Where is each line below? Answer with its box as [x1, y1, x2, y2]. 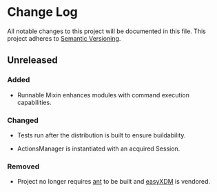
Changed [7, 115, 39, 125]
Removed [7, 162, 40, 171]
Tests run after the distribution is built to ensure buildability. [17, 131, 186, 139]
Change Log [7, 4, 78, 20]
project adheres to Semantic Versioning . [7, 34, 121, 42]
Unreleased [7, 55, 59, 66]
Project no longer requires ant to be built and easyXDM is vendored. [17, 177, 211, 186]
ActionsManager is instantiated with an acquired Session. [17, 144, 180, 153]
